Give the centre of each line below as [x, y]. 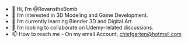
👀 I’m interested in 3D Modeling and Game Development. [80, 15]
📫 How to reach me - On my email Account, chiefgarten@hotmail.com [97, 34]
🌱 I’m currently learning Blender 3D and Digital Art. [72, 21]
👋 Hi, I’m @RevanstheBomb [44, 9]
